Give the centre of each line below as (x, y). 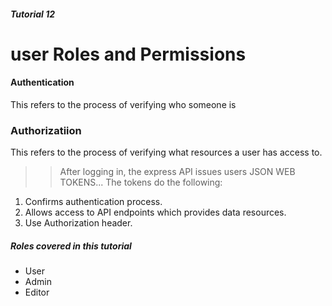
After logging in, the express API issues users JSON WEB (177, 172)
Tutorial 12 (33, 14)
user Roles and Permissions (128, 54)
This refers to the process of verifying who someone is (123, 104)
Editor (37, 292)
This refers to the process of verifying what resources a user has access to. (166, 152)
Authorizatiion (46, 130)
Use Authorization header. (78, 223)
